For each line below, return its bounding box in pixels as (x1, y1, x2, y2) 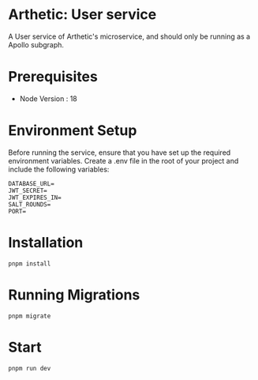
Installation (8, 234, 84, 251)
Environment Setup (8, 122, 137, 140)
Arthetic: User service (8, 6, 157, 24)
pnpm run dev (8, 364, 51, 372)
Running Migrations (8, 286, 140, 303)
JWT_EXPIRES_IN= (8, 194, 62, 201)
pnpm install (8, 259, 51, 268)
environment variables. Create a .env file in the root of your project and (8, 156, 239, 165)
